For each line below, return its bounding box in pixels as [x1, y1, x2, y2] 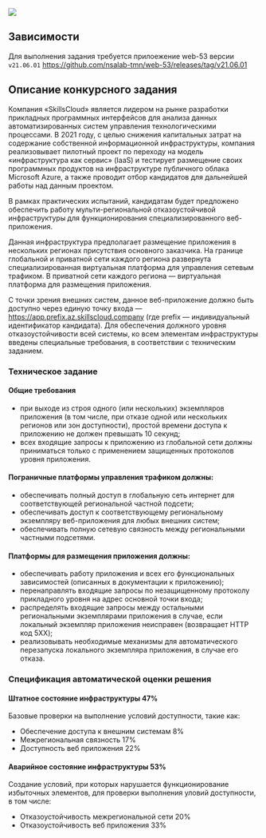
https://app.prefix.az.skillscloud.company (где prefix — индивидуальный [8, 312, 250, 321]
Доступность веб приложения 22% [19, 744, 141, 753]
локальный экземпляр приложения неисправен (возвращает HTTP [19, 620, 249, 629]
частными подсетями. [19, 532, 96, 542]
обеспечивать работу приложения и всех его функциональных [19, 569, 235, 578]
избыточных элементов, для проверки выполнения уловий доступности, [8, 788, 256, 798]
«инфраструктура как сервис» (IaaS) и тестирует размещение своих [8, 155, 243, 165]
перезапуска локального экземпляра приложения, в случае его [19, 645, 239, 655]
